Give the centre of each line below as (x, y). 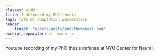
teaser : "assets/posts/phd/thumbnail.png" (60, 29)
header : (13, 24)
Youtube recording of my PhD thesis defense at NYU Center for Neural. (80, 48)
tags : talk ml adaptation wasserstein (46, 19)
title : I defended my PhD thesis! (42, 15)
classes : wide (20, 10)
